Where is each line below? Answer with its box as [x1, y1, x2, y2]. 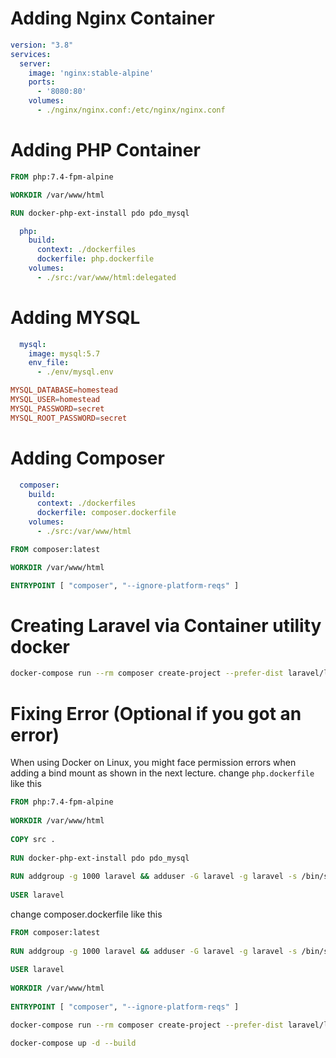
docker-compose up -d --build [10, 1038, 137, 1048]
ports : [28, 77, 56, 87]
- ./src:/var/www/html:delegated [36, 272, 177, 282]
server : [19, 58, 52, 69]
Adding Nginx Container [10, 7, 215, 30]
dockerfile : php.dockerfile [36, 254, 155, 264]
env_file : [28, 358, 70, 368]
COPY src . [10, 834, 56, 844]
